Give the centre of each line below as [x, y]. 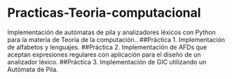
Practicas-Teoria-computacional [104, 13]
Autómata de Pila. [33, 69]
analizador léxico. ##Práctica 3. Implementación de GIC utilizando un [107, 62]
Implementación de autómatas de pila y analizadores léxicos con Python [111, 32]
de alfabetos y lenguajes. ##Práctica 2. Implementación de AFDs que [107, 47]
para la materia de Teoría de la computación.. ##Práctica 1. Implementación [116, 39]
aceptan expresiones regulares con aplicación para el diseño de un [104, 55]
